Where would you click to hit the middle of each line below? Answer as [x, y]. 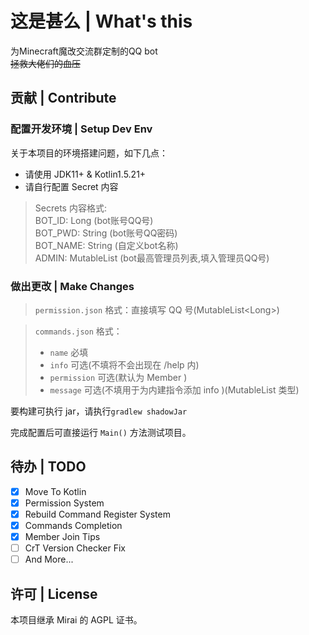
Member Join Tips [62, 536]
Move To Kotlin [55, 491]
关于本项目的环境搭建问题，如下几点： [89, 153]
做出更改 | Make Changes [72, 286]
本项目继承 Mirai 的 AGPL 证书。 [76, 619]
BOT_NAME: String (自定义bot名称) [106, 245]
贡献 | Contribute [63, 98]
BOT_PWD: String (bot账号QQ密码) [106, 233]
